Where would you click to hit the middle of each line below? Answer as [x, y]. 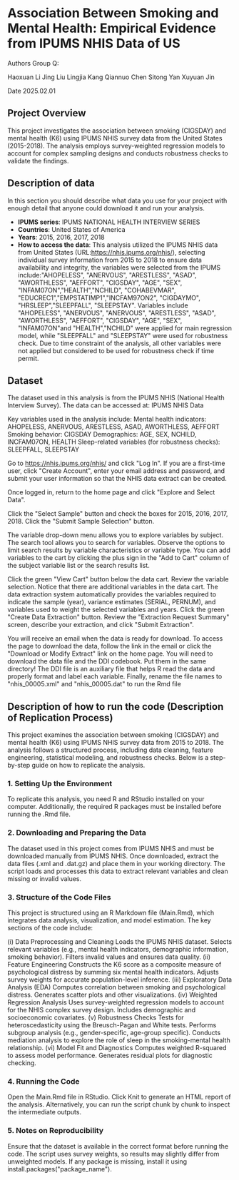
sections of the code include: [50, 928]
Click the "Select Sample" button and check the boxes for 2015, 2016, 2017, [118, 514]
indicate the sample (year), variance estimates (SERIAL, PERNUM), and [112, 602]
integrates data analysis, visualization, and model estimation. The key [110, 920]
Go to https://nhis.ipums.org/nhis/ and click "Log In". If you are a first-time [116, 463]
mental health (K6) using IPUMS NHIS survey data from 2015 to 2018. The [116, 743]
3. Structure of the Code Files [59, 897]
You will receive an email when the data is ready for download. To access [115, 639]
